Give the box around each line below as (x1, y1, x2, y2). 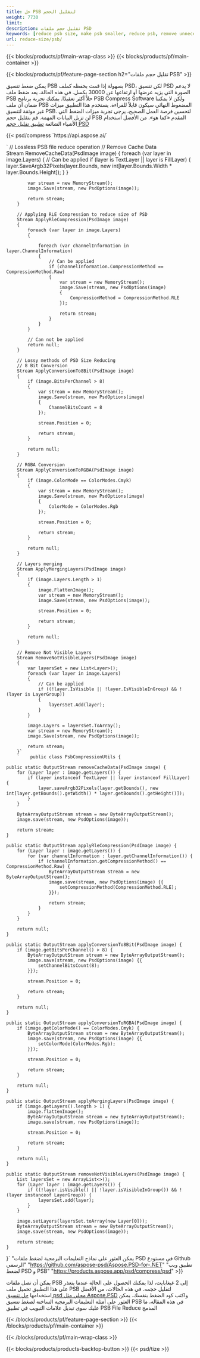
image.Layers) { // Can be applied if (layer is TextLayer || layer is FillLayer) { (6, 156, 191, 163)
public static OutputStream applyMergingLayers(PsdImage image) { (6, 1098, 174, 1104)
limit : (6, 20, 23, 26)
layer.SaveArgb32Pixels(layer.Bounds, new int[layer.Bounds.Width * (6, 162, 173, 169)
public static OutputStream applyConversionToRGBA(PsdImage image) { (6, 1020, 183, 1026)
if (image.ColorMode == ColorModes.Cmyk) (27, 478, 132, 483)
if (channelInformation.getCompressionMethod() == (37, 858, 167, 864)
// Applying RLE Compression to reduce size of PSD (17, 212, 148, 218)
